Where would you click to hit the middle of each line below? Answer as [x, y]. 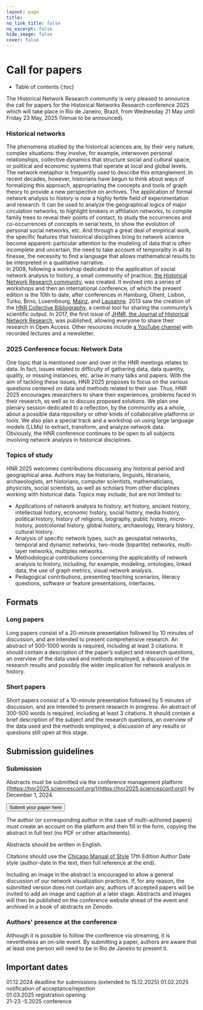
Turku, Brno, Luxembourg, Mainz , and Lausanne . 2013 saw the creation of [98, 301]
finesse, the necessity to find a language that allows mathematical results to [101, 256]
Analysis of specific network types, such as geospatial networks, [96, 538]
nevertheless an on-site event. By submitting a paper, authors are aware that [101, 942]
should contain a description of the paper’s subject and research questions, [100, 652]
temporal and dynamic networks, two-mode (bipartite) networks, [96, 544]
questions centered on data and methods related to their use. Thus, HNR [97, 388]
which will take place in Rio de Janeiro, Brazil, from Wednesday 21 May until [101, 111]
